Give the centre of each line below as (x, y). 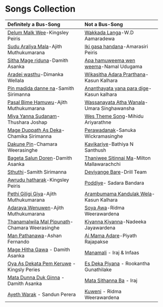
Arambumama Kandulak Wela (118, 194)
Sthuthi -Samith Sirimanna (37, 172)
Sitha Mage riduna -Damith (38, 60)
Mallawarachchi (103, 164)
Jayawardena (100, 227)
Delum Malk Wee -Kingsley (38, 32)
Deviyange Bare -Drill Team (116, 172)
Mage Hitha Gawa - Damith (39, 249)
